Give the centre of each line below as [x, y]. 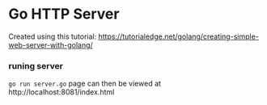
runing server [36, 65]
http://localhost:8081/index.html [61, 92]
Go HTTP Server [64, 14]
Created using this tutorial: [53, 36]
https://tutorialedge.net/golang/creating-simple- [178, 36]
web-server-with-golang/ [51, 44]
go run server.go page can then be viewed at [85, 84]
